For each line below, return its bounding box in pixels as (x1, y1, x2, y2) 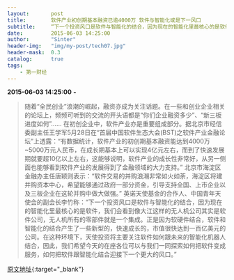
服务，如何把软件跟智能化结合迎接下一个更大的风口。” (24, 250, 177, 258)
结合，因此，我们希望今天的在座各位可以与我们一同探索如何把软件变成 (24, 241, 226, 249)
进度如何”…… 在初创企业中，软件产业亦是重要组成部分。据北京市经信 (24, 119, 222, 127)
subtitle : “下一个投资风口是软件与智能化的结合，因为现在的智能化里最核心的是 (7, 23, 220, 30)
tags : (7, 62, 23, 69)
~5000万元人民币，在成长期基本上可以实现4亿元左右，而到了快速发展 (24, 146, 225, 154)
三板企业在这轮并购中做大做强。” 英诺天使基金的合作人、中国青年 (30, 189, 215, 197)
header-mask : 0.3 (7, 49, 61, 56)
